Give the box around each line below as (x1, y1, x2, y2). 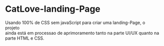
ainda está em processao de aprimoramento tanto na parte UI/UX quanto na (5, 30, 159, 36)
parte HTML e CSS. (5, 35, 44, 41)
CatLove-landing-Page (5, 3, 100, 15)
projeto (5, 24, 20, 30)
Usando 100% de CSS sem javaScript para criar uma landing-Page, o (5, 20, 145, 25)
